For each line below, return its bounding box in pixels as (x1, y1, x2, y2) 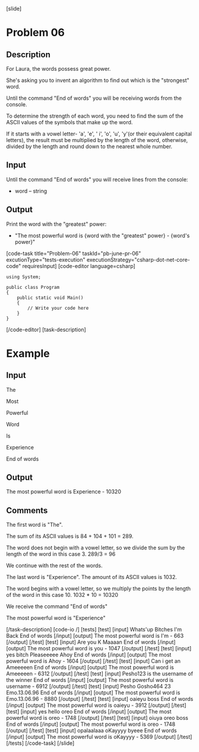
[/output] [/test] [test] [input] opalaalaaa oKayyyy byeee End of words (6, 727, 177, 734)
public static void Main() (17, 294, 84, 301)
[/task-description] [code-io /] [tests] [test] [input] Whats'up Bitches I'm (6, 626, 182, 633)
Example (6, 347, 50, 360)
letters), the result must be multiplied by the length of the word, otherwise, (6, 137, 188, 143)
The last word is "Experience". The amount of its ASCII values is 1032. (6, 574, 177, 581)
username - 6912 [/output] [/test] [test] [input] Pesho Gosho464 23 (6, 683, 171, 690)
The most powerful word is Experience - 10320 (6, 488, 122, 495)
